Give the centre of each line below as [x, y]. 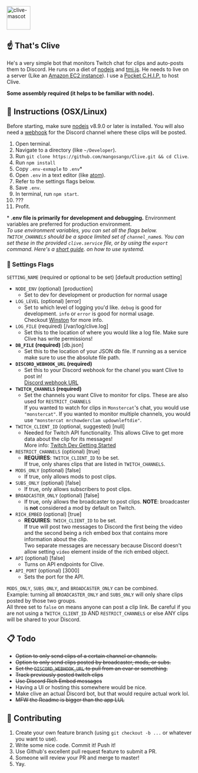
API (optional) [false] [40, 558]
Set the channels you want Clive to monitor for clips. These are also [106, 395]
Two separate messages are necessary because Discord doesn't [103, 545]
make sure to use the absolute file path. [72, 357]
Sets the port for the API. [54, 577]
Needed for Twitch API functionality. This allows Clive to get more [104, 432]
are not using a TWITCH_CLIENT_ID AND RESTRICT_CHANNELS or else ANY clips [98, 613]
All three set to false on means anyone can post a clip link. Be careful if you [99, 607]
